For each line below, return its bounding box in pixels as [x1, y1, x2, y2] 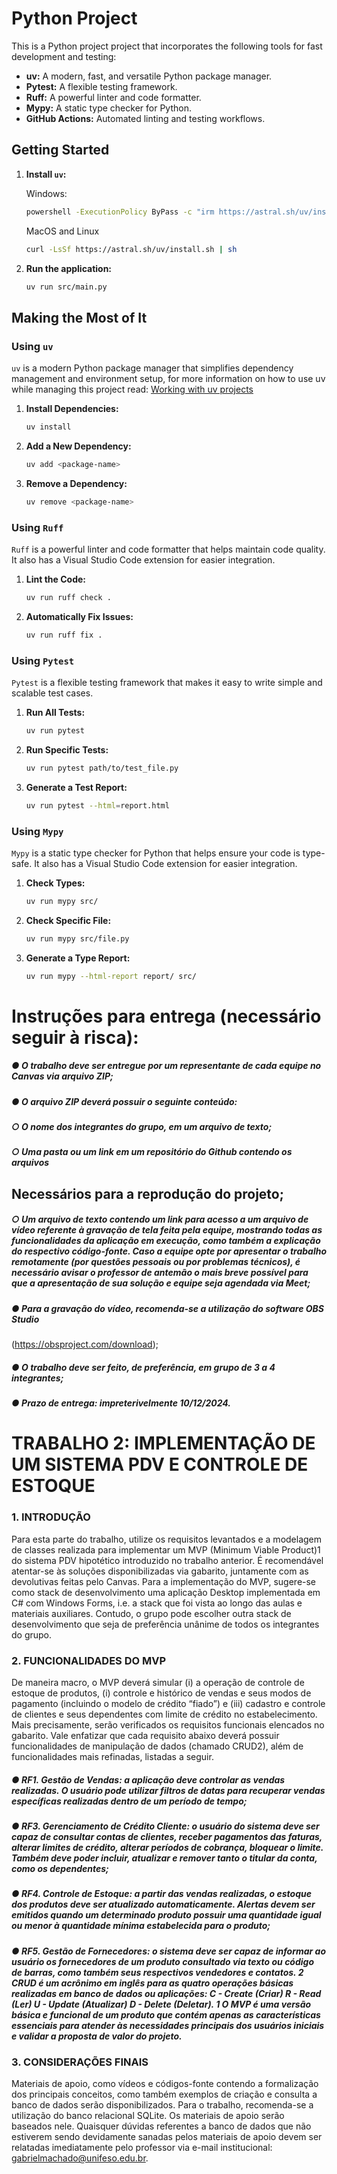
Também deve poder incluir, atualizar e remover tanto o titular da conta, [11, 1852, 318, 1864]
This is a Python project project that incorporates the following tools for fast [11, 40, 323, 52]
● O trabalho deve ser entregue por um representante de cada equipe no [11, 1060, 322, 1072]
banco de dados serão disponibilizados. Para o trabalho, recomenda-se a [11, 2099, 314, 2111]
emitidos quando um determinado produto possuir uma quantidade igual [11, 1909, 322, 1921]
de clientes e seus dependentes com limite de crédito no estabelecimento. [11, 1708, 318, 1720]
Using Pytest [11, 653, 75, 667]
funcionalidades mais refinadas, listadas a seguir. [11, 1750, 214, 1762]
